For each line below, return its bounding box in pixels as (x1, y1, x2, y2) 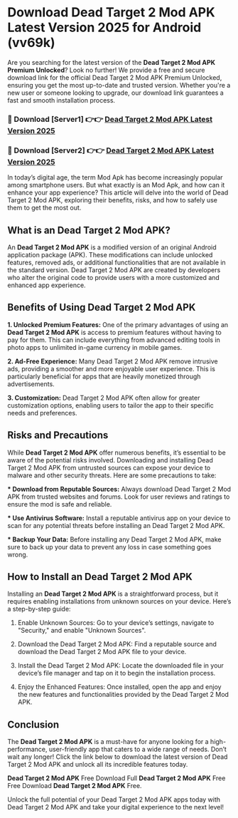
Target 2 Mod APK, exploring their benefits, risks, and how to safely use (7, 196, 218, 204)
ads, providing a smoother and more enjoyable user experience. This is (7, 364, 215, 373)
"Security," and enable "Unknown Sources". (17, 626, 146, 635)
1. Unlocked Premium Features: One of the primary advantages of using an (7, 320, 229, 328)
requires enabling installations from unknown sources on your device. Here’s (7, 597, 232, 606)
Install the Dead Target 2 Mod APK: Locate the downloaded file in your (17, 661, 224, 670)
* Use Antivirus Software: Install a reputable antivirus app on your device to (7, 514, 231, 522)
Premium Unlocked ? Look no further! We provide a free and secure (7, 66, 205, 74)
